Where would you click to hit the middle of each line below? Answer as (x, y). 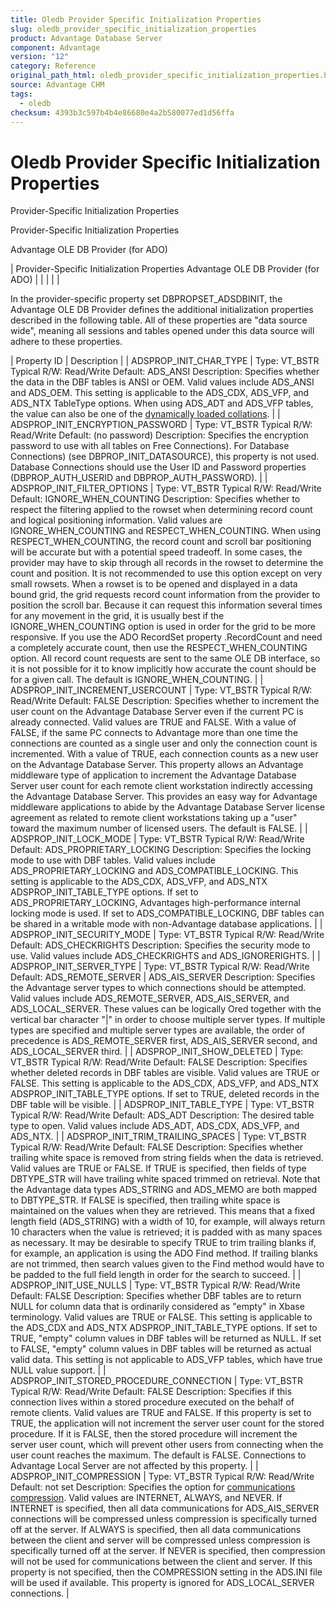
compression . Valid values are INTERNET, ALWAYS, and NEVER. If (146, 1498)
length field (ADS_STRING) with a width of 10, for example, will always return (168, 1222)
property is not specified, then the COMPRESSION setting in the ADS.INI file (166, 1572)
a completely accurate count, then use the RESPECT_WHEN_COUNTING (159, 648)
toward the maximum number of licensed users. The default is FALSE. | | (159, 828)
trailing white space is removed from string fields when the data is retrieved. (167, 1158)
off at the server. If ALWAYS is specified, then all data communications (156, 1530)
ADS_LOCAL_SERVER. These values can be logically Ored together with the (166, 1009)
